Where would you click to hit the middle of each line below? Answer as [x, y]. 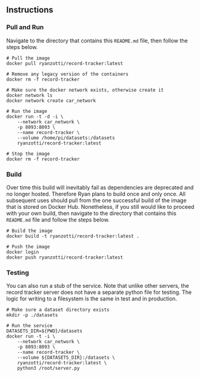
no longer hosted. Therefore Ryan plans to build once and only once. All [96, 194]
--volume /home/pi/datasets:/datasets [66, 138]
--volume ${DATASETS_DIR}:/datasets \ [66, 358]
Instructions [30, 10]
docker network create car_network [51, 100]
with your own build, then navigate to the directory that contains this [92, 213]
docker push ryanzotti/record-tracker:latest [65, 257]
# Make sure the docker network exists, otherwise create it [85, 90]
